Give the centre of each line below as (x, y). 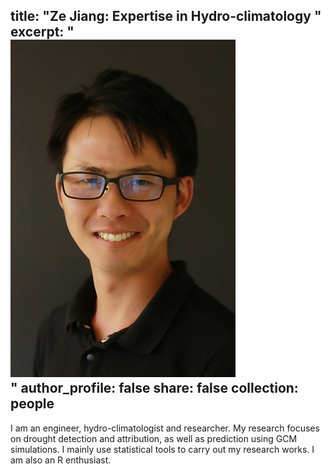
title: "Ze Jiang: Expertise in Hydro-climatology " (166, 16)
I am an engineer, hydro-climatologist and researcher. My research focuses (165, 428)
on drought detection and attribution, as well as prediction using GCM (154, 438)
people (32, 404)
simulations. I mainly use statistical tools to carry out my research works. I (162, 449)
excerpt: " (42, 32)
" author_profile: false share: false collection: (154, 388)
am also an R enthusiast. (61, 460)
